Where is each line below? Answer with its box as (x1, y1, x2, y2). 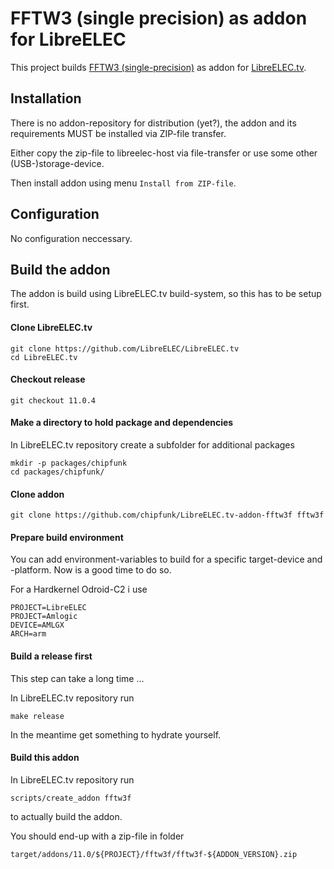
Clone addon (10, 488, 65, 500)
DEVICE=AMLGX (10, 620, 65, 631)
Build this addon (10, 752, 80, 764)
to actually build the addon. (10, 810, 123, 822)
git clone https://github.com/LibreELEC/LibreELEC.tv (10, 343, 240, 354)
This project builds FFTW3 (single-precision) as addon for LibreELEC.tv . (10, 61, 307, 73)
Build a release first (10, 650, 93, 662)
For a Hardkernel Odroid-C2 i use (10, 583, 148, 596)
